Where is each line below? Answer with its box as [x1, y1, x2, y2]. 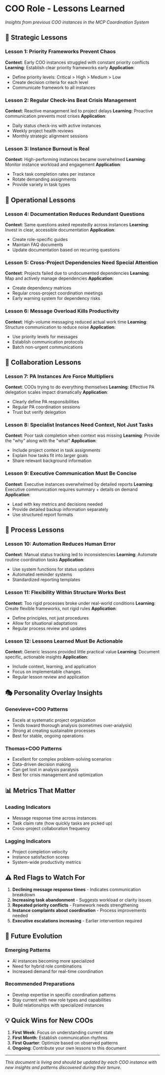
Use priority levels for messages [12, 333, 78, 339]
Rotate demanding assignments [12, 176, 77, 182]
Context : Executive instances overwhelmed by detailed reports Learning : [5, 481, 154, 487]
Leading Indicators [5, 804, 51, 810]
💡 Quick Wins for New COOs [5, 1017, 93, 1025]
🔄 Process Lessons [5, 526, 65, 534]
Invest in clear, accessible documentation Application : [5, 227, 115, 233]
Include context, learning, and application [12, 664, 97, 670]
